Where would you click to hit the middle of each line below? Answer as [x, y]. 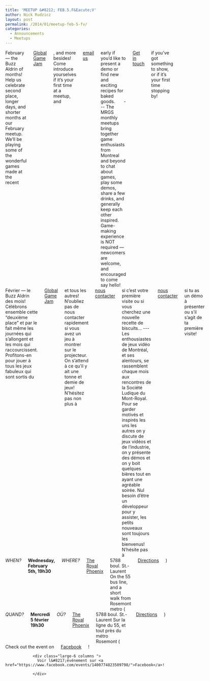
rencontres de [137, 382]
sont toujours [136, 533]
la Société [132, 387]
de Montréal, [135, 350]
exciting [109, 85]
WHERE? [71, 560]
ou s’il [190, 312]
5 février [40, 620]
